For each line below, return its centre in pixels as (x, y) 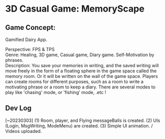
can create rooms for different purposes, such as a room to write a (74, 82)
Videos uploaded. (23, 131)
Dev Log (18, 108)
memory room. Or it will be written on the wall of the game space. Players (81, 76)
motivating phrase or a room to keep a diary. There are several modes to (80, 87)
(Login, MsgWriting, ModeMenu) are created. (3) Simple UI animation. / (79, 126)
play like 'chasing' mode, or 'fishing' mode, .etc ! (56, 92)
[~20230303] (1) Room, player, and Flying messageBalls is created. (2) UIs (83, 120)
